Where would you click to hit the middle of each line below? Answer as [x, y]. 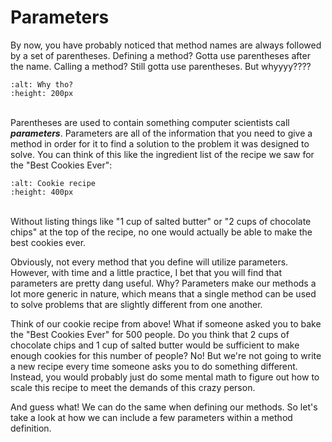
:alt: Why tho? [42, 84]
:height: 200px [42, 93]
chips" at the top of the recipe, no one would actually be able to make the [161, 232]
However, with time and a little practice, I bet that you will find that [146, 272]
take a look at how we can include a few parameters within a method [151, 417]
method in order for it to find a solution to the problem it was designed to [160, 143]
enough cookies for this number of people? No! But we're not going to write [166, 355]
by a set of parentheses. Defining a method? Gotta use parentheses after [160, 55]
